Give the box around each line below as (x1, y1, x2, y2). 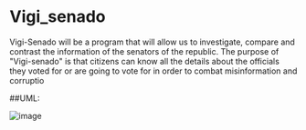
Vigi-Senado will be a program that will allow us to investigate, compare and (9, 36, 295, 47)
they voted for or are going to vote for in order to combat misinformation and (9, 65, 298, 76)
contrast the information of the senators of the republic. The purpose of (9, 45, 280, 56)
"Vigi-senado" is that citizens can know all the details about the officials (9, 55, 280, 66)
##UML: (9, 93, 40, 104)
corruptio (9, 75, 45, 85)
